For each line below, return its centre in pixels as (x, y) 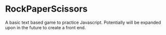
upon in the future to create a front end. (46, 27)
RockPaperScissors (46, 9)
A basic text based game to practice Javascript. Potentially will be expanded (83, 22)
